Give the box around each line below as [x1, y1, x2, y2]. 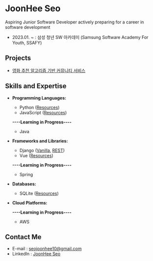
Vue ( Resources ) [19, 152, 54, 159]
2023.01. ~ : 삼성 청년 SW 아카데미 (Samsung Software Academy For [12, 34, 149, 40]
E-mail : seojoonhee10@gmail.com [12, 246, 82, 252]
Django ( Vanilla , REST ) [19, 147, 65, 153]
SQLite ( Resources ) [19, 190, 59, 196]
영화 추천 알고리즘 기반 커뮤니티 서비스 [12, 67, 86, 73]
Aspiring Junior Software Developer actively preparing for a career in [5, 19, 144, 25]
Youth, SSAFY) [12, 40, 43, 45]
